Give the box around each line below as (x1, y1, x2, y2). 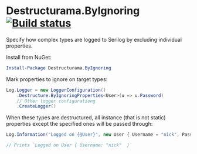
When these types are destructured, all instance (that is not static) (6, 114, 166, 121)
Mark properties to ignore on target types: (6, 75, 108, 83)
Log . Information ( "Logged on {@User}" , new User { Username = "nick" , (6, 132, 180, 138)
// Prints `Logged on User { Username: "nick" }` (6, 142, 133, 148)
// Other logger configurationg (16, 98, 96, 104)
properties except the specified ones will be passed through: (6, 120, 153, 128)
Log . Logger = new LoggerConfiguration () (6, 87, 107, 93)
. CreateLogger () (16, 103, 57, 109)
